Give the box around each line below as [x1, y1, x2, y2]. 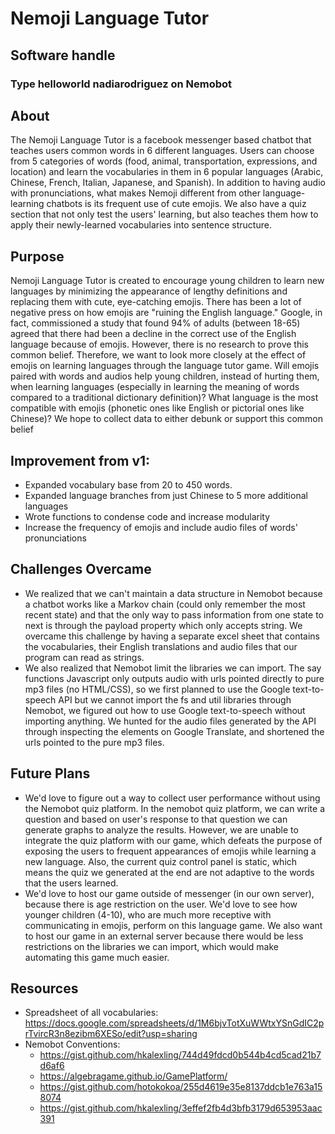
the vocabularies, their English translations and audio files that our [24, 640, 298, 652]
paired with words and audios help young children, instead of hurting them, [10, 370, 320, 382]
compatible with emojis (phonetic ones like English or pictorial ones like [10, 402, 305, 414]
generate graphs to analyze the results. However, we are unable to [24, 823, 299, 836]
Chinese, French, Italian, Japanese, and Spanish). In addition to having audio [10, 177, 326, 189]
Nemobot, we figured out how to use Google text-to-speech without [24, 704, 306, 716]
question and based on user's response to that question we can [24, 813, 288, 825]
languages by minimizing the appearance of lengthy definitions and [10, 285, 288, 297]
